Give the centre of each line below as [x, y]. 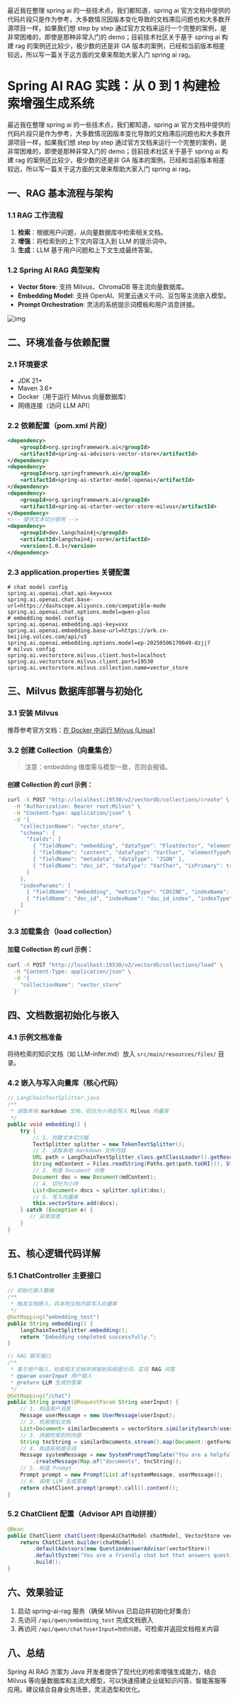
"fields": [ [44, 839]
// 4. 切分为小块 [56, 1183]
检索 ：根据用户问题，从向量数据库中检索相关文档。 [92, 232]
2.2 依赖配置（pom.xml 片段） [59, 425]
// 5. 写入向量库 [56, 1197]
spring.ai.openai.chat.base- [50, 599]
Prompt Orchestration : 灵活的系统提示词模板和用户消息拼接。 [108, 304]
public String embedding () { [50, 1324]
